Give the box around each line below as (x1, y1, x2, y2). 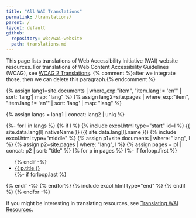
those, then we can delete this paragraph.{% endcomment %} (6, 75, 156, 82)
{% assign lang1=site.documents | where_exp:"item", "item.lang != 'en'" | (6, 87, 181, 94)
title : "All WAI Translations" (6, 8, 82, 15)
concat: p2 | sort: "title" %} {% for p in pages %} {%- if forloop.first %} (6, 147, 177, 154)
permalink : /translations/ (6, 14, 72, 20)
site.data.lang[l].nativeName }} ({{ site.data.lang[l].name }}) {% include (6, 128, 177, 135)
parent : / (6, 19, 30, 25)
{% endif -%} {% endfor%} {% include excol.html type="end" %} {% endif (6, 182, 186, 189)
